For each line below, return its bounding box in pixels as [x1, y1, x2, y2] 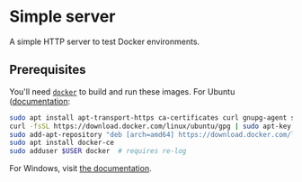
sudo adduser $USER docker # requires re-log [9, 147, 187, 156]
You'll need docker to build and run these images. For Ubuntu [9, 86, 235, 96]
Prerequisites [9, 62, 86, 77]
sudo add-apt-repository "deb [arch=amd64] [9, 130, 175, 139]
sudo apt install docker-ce [9, 138, 115, 148]
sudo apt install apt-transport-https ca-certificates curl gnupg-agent [9, 113, 288, 123]
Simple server [9, 6, 116, 27]
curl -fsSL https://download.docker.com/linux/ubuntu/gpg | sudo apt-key [9, 122, 292, 131]
